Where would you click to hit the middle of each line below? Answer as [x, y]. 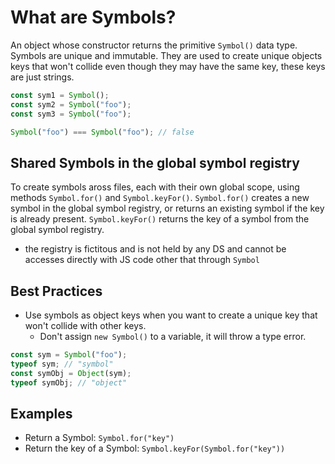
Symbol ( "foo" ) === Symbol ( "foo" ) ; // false [102, 132]
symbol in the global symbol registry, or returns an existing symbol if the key [167, 208]
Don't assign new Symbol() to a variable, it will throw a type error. [173, 337]
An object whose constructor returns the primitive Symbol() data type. [154, 45]
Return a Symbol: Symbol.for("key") [99, 438]
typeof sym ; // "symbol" [62, 364]
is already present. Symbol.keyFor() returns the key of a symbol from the [160, 219]
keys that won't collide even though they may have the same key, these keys [168, 66]
